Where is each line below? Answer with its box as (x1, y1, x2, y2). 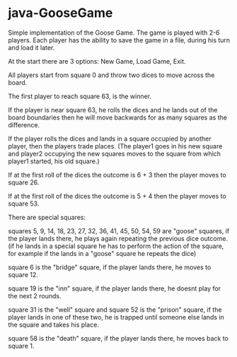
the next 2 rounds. (8, 291, 62, 300)
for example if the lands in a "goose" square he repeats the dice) (8, 249, 197, 257)
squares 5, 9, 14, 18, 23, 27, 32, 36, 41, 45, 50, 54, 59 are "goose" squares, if (8, 226, 230, 235)
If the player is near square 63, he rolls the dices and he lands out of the (8, 105, 218, 114)
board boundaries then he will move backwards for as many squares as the (8, 113, 227, 122)
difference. (8, 120, 40, 129)
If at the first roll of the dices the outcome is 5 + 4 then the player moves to (8, 192, 227, 200)
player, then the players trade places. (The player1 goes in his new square (8, 141, 223, 150)
